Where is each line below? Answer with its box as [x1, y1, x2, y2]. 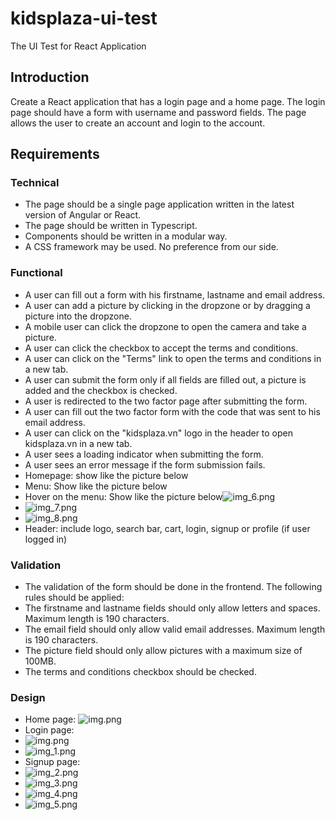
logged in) [24, 533, 68, 545]
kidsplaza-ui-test [10, 7, 158, 30]
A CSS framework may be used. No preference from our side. [24, 241, 279, 253]
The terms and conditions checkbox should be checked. [24, 666, 257, 678]
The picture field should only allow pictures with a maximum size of [24, 645, 303, 657]
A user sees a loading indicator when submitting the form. [24, 448, 264, 460]
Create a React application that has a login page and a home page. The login [10, 95, 326, 107]
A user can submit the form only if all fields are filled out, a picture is [24, 373, 307, 386]
